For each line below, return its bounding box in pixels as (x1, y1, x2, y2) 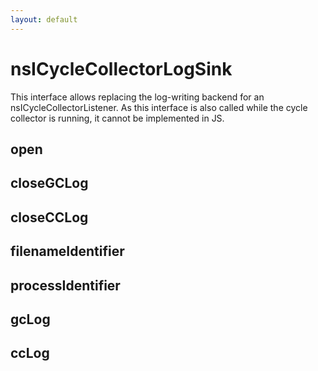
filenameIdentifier (10, 243, 125, 260)
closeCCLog (10, 209, 89, 226)
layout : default (10, 14, 78, 25)
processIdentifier (10, 277, 121, 294)
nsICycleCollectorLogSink (10, 57, 233, 80)
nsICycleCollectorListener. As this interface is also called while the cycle (10, 101, 308, 113)
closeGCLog (10, 175, 89, 192)
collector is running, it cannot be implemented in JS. (10, 112, 225, 124)
